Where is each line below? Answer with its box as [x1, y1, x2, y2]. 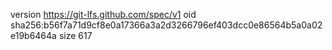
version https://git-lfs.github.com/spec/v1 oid [10, 9, 197, 20]
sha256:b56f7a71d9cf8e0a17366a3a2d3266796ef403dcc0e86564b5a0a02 [10, 19, 323, 31]
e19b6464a [10, 30, 57, 41]
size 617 [58, 30, 93, 41]
